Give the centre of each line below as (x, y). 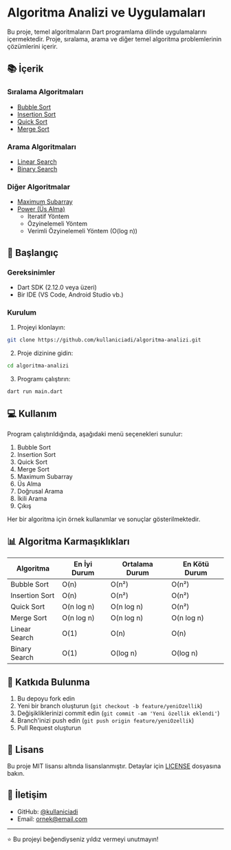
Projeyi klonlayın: (41, 328)
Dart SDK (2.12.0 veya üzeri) (57, 287)
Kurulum (22, 312)
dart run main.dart (35, 391)
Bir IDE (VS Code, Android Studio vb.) (70, 295)
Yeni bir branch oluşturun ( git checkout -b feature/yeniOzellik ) (110, 706)
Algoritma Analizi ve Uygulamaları (107, 13)
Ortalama (137, 564)
